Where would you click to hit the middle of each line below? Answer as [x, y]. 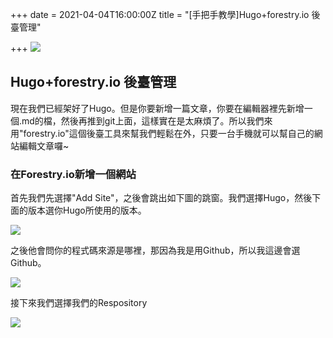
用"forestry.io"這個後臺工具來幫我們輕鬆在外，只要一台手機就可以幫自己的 [162, 133]
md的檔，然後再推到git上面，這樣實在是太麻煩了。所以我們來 [147, 120]
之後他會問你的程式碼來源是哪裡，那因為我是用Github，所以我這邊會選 [155, 250]
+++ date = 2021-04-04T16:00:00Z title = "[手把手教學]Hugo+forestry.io [160, 14]
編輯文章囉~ [44, 145]
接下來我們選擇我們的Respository [79, 303]
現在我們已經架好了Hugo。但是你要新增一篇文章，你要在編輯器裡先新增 [157, 108]
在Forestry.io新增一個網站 [73, 174]
